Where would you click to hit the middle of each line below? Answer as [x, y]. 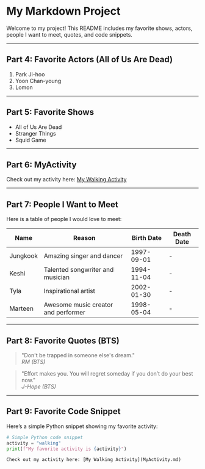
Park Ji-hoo [30, 74]
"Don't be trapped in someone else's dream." [78, 355]
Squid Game [31, 140]
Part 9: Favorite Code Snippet [63, 411]
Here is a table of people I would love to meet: [64, 219]
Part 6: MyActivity [41, 165]
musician [57, 277]
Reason [84, 238]
